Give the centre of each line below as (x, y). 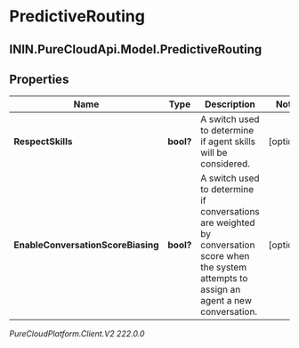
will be (214, 153)
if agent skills (228, 142)
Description (230, 104)
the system (223, 267)
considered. (225, 164)
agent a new (226, 301)
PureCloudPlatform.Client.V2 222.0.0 (77, 334)
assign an (220, 289)
